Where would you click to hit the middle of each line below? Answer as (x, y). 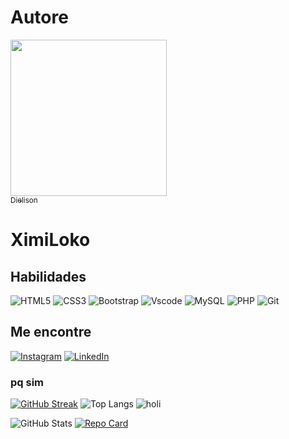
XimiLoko (50, 240)
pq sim (27, 382)
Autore (39, 17)
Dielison (24, 200)
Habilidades (48, 276)
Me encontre (51, 332)
